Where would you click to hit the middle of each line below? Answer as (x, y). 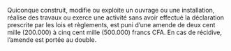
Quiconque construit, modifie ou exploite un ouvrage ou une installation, (111, 10)
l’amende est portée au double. (52, 40)
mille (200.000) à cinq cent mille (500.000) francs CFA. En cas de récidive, (114, 32)
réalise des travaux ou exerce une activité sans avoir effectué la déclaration (116, 17)
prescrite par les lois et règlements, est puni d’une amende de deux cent (111, 25)
